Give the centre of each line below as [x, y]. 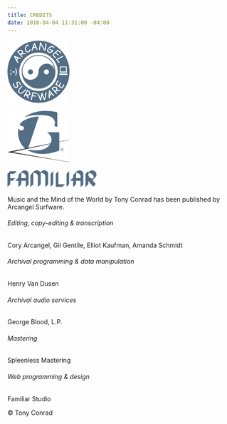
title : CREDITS [30, 15]
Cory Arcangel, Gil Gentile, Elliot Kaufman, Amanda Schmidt [95, 245]
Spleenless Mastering [39, 361]
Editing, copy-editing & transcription [60, 223]
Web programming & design [49, 376]
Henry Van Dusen [33, 283]
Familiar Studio [29, 398]
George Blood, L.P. [35, 322]
